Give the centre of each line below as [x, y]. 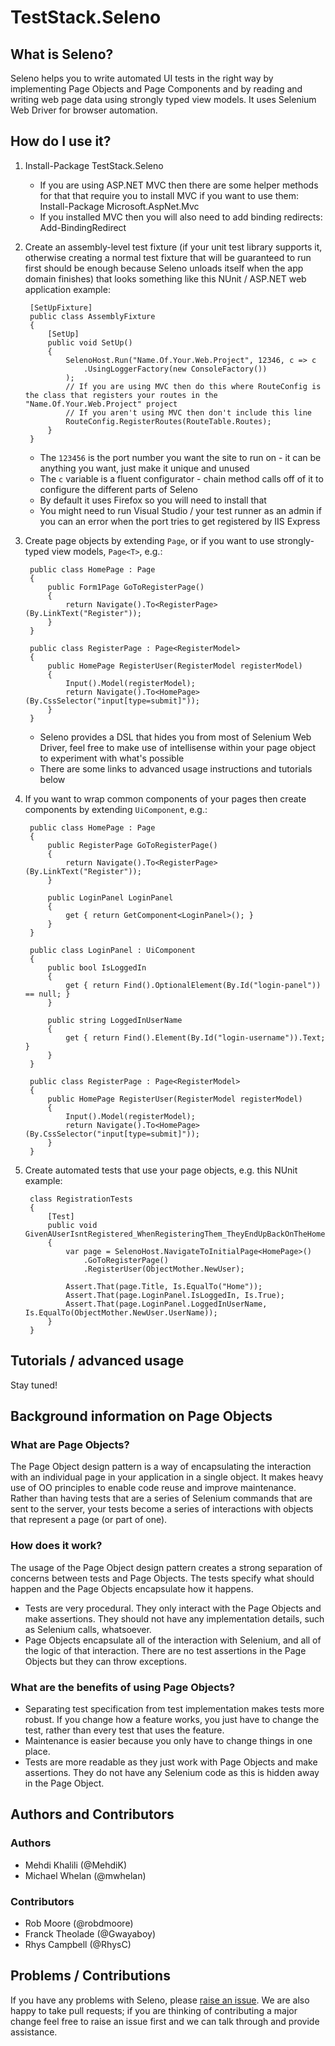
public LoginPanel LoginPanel [110, 897]
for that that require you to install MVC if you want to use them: [169, 195]
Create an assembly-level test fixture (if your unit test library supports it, [173, 247]
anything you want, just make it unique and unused [144, 468]
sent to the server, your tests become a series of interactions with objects [162, 1509]
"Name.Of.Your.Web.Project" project [101, 404]
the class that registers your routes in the [121, 395]
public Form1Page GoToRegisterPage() [126, 587]
